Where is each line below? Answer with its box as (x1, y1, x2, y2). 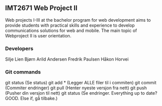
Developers (5, 45, 34, 52)
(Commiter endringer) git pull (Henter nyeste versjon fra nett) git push (5, 85, 147, 91)
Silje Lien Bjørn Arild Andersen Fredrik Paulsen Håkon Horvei (5, 56, 129, 62)
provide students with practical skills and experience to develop (5, 22, 135, 28)
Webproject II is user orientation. (5, 33, 72, 38)
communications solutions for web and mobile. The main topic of (5, 27, 137, 34)
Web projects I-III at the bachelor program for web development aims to (5, 17, 151, 23)
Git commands (5, 69, 41, 75)
